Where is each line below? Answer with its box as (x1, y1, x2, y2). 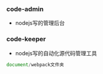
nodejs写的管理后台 (15, 19, 65, 27)
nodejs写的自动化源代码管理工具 (15, 49, 97, 56)
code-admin (6, 5, 44, 13)
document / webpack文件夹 (6, 61, 64, 68)
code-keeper (6, 35, 46, 44)
